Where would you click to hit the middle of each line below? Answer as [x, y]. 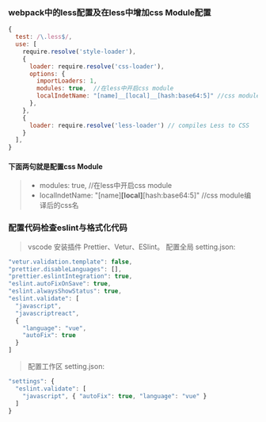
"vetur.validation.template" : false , [70, 262]
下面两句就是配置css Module [55, 166]
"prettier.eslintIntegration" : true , [70, 276]
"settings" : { [32, 382]
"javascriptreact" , [47, 313]
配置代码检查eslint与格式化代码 [68, 228]
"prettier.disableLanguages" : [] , [65, 269]
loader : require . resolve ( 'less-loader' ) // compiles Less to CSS [139, 125]
